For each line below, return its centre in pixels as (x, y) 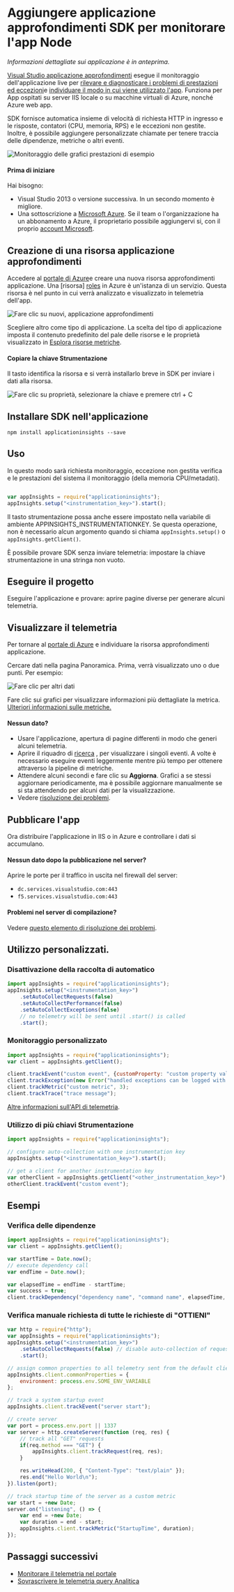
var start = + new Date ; (42, 1503)
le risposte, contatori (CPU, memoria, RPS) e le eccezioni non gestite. (107, 125)
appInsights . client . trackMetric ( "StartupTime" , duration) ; (107, 1529)
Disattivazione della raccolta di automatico (81, 969)
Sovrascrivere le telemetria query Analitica (78, 1581)
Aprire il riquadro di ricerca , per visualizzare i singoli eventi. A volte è (117, 753)
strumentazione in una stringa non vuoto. (66, 559)
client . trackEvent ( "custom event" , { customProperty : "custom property (112, 1074)
